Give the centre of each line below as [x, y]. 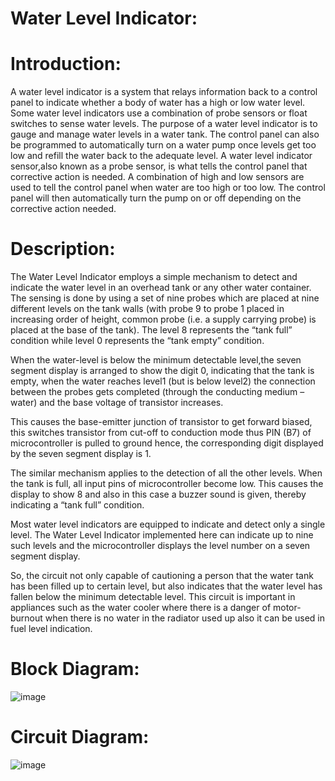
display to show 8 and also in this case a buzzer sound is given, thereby [158, 494]
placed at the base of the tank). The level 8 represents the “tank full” [151, 330]
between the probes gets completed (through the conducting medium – [157, 392]
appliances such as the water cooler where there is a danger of [141, 608]
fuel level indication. [51, 629]
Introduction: [66, 64]
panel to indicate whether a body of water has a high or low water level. [158, 103]
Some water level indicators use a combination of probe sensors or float [159, 113]
